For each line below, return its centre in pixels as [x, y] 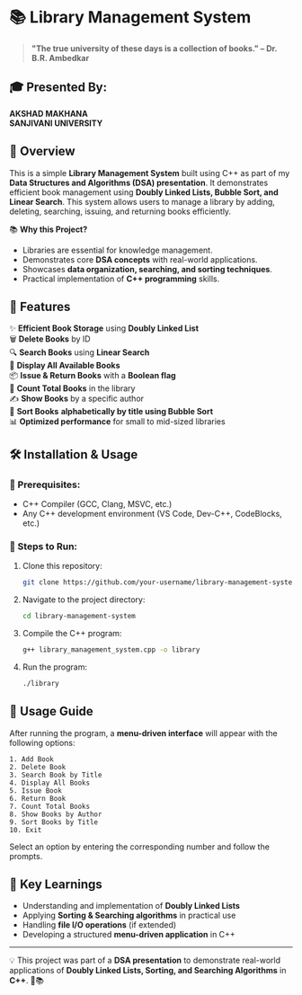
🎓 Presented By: [58, 88]
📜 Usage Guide [52, 711]
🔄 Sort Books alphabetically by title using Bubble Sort [111, 412]
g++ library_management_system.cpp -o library [111, 650]
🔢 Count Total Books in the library [72, 388]
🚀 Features [40, 306]
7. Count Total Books [50, 806]
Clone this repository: [62, 566]
